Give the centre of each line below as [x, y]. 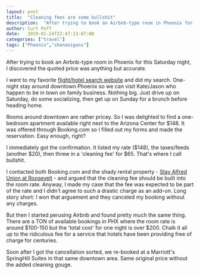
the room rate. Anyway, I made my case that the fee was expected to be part [100, 184]
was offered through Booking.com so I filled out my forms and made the [94, 130]
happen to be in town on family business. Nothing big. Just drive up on [93, 93]
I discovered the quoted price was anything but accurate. [76, 68]
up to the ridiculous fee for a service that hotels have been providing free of [99, 234]
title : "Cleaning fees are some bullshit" [61, 17]
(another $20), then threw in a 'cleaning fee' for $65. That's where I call [94, 153]
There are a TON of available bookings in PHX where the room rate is [91, 221]
